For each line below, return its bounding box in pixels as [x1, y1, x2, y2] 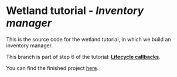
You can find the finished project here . [6, 64, 98, 71]
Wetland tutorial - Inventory [6, 4, 144, 17]
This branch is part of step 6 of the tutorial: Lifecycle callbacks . [6, 53, 161, 60]
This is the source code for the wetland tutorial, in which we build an [6, 36, 171, 43]
